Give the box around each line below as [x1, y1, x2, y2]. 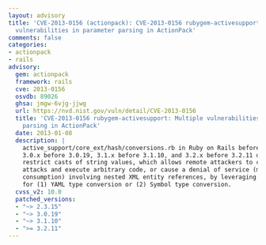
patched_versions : [15, 195, 77, 203]
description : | [15, 136, 66, 145]
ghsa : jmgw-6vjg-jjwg [15, 100, 87, 107]
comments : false [8, 33, 62, 42]
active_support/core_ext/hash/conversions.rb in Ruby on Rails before [22, 144, 260, 152]
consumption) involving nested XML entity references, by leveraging [22, 173, 257, 182]
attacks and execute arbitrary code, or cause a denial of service [22, 166, 249, 174]
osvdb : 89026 [15, 92, 59, 100]
